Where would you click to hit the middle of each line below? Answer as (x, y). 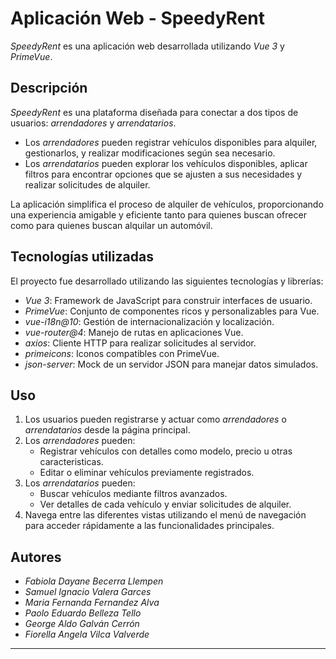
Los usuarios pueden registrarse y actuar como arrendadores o (155, 419)
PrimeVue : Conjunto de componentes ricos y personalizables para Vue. (172, 311)
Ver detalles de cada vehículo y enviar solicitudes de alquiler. (165, 504)
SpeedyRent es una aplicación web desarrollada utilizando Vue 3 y (147, 46)
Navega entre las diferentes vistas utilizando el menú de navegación (165, 515)
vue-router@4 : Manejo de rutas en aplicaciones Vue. (134, 332)
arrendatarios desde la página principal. (107, 430)
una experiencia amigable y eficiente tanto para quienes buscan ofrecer (158, 214)
